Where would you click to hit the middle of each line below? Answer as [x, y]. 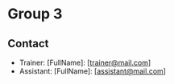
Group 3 [35, 14]
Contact [28, 44]
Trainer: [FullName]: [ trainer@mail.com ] [85, 62]
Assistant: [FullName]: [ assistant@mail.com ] [93, 71]
